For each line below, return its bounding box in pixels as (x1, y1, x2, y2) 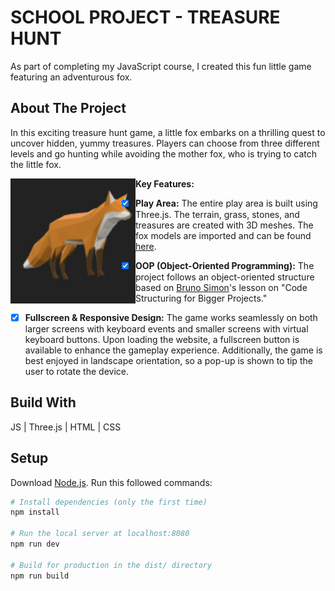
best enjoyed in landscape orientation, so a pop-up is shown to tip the (24, 354, 313, 366)
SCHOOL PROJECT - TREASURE (10, 6, 281, 29)
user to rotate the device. (24, 365, 129, 377)
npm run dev (10, 539, 60, 550)
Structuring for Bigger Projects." (135, 292, 268, 304)
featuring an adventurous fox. (10, 71, 133, 83)
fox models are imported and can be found (135, 229, 312, 241)
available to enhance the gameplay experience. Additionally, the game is (24, 344, 323, 356)
